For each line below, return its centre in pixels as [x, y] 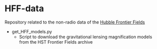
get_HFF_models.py [32, 31]
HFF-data [24, 9]
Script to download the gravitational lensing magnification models [86, 37]
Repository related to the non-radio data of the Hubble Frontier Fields [75, 22]
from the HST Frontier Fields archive [56, 42]
